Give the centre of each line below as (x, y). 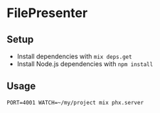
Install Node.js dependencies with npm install (85, 64)
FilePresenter (47, 13)
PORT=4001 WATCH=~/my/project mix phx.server (75, 102)
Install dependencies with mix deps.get (74, 56)
